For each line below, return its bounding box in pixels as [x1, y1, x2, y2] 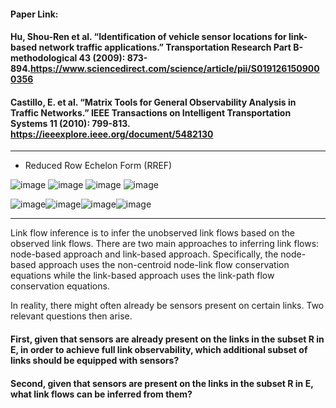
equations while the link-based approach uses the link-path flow [10, 270, 275, 282]
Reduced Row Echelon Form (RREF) [24, 160, 173, 172]
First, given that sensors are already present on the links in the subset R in [10, 333, 325, 345]
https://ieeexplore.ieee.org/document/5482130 [10, 128, 214, 140]
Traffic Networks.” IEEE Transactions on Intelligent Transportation [10, 106, 292, 119]
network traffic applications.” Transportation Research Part [38, 41, 292, 54]
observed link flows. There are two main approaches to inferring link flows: [10, 238, 320, 250]
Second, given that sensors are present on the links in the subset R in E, [10, 377, 314, 389]
